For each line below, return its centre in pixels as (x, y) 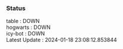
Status (16, 8)
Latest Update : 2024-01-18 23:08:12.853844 (61, 40)
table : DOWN (23, 21)
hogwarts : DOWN (28, 27)
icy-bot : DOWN (26, 34)
